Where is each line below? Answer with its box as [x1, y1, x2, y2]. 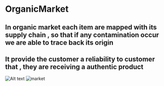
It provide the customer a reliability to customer [5, 55, 155, 63]
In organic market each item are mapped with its [5, 23, 157, 31]
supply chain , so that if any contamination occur [5, 30, 160, 39]
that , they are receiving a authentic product [5, 62, 144, 71]
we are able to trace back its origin [5, 38, 114, 47]
